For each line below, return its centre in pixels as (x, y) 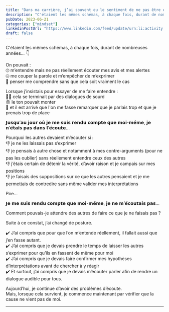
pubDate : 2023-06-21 (27, 19)
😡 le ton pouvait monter (31, 102)
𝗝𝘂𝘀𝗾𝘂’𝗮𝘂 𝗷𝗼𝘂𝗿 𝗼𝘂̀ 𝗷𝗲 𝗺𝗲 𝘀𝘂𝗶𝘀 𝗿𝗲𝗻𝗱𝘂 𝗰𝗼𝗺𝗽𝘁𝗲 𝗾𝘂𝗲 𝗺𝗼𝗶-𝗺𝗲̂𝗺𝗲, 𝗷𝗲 (78, 122)
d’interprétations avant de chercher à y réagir (53, 266)
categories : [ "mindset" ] (32, 24)
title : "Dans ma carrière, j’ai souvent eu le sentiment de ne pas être (83, 10)
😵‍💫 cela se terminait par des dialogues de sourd (55, 97)
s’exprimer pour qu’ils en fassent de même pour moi (59, 253)
